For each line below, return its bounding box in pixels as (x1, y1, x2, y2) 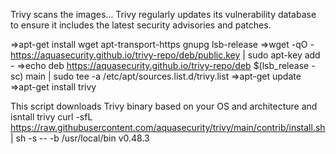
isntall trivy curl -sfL (10, 111, 93, 123)
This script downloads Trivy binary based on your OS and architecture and (10, 100, 318, 112)
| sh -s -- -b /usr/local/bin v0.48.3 (10, 132, 150, 144)
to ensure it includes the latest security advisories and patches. (10, 19, 272, 31)
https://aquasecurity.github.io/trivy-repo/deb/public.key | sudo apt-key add (10, 49, 321, 61)
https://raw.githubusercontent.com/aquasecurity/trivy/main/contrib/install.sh (10, 122, 326, 133)
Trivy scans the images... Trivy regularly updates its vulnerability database (10, 9, 317, 20)
